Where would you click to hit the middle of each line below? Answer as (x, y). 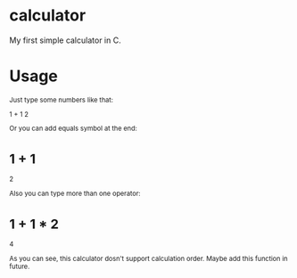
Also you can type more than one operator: (75, 194)
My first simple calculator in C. (66, 40)
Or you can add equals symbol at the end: (74, 129)
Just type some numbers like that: (62, 100)
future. (20, 267)
